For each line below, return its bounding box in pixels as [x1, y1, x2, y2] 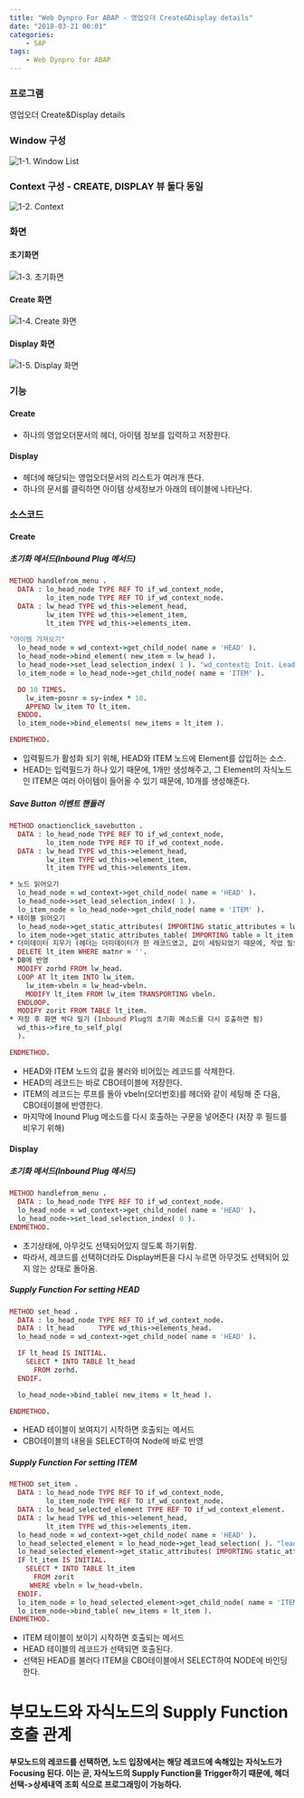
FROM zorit [33, 1573, 75, 1582]
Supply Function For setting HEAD [9, 1285, 140, 1295]
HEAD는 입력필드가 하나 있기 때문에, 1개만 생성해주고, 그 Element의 [22, 764, 261, 776]
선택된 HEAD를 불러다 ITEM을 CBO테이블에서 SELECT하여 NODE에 [22, 1655, 264, 1666]
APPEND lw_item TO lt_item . [25, 702, 131, 711]
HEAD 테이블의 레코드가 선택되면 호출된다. [22, 1644, 174, 1655]
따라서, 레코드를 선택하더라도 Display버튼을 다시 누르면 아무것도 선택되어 [22, 1251, 280, 1262]
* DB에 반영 [9, 956, 49, 965]
